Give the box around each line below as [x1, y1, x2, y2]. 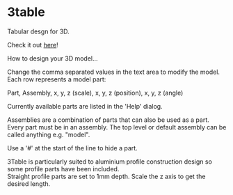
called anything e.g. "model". [7, 130, 90, 139]
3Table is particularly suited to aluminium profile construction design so [7, 157, 212, 166]
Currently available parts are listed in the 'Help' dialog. [7, 102, 163, 110]
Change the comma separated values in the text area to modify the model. [7, 68, 220, 76]
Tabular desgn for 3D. [7, 27, 70, 36]
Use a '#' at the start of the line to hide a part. [7, 143, 138, 152]
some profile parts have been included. [7, 164, 120, 173]
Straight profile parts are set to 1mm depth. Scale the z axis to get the [7, 172, 206, 180]
